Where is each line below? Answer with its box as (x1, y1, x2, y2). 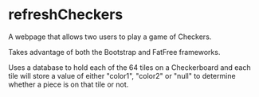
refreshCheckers (8, 6, 124, 24)
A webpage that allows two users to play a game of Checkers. (8, 32, 212, 41)
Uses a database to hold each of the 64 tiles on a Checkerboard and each (8, 62, 251, 72)
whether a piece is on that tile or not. (8, 80, 129, 89)
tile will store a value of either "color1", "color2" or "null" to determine (8, 71, 237, 80)
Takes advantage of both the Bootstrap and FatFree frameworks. (8, 47, 221, 56)
